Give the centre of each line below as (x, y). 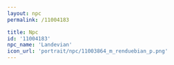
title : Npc (23, 32)
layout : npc (24, 13)
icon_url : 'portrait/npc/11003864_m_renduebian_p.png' (88, 51)
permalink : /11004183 (38, 20)
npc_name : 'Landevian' (40, 45)
